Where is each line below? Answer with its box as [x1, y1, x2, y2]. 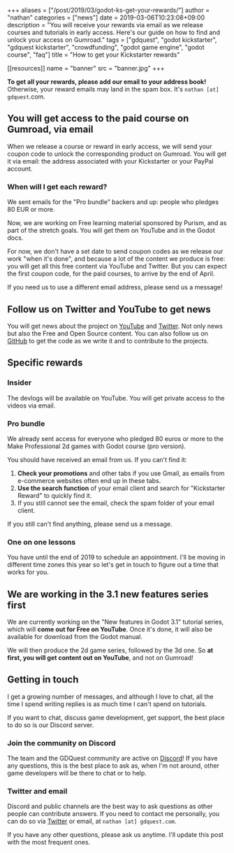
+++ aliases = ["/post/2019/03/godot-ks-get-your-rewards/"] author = [7, 6, 210, 14]
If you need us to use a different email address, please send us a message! [7, 283, 223, 292]
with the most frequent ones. [7, 838, 91, 847]
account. [7, 164, 33, 173]
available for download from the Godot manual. [7, 633, 143, 641]
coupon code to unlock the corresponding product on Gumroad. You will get [7, 150, 227, 158]
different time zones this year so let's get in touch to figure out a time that [7, 561, 219, 569]
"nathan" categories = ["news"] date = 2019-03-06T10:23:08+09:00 [7, 13, 205, 22]
